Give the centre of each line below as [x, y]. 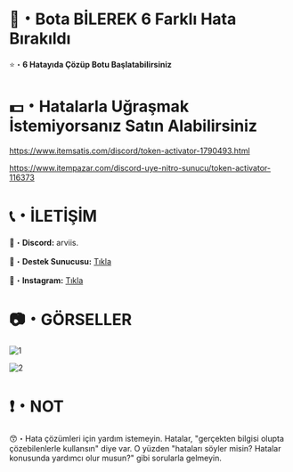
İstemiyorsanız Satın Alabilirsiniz [134, 126]
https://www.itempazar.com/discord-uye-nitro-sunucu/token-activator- [140, 167]
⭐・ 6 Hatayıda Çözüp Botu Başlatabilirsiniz [90, 64]
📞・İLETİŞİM [53, 216]
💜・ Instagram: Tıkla [46, 280]
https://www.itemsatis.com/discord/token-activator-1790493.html [130, 151]
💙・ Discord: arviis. [44, 242]
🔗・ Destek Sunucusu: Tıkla [61, 261]
